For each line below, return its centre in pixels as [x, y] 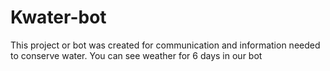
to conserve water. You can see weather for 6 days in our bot [136, 55]
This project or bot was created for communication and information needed [165, 45]
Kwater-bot [58, 17]
